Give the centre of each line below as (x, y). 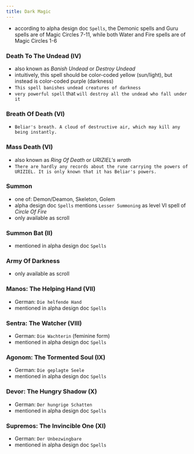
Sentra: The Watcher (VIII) (44, 323)
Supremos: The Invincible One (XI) (56, 426)
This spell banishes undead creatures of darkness (78, 88)
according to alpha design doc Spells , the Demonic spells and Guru (96, 28)
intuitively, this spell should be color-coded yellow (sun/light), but (93, 74)
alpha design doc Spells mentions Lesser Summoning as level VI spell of (100, 205)
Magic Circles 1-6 (36, 40)
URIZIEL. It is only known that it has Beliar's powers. (86, 172)
